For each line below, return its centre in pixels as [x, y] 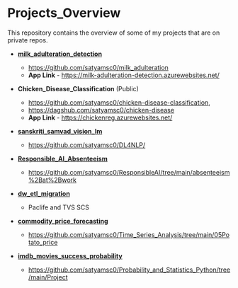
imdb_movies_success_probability [70, 255]
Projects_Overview [64, 13]
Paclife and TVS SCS [59, 207]
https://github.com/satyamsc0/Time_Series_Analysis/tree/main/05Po [129, 234]
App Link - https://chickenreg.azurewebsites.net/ [100, 117]
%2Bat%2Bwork [52, 180]
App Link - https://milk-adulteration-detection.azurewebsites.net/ [124, 75]
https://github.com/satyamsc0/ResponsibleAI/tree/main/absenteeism [129, 172]
